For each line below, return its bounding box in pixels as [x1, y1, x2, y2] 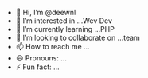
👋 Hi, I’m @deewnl [15, 8, 76, 17]
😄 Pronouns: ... [15, 53, 68, 63]
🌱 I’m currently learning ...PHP [15, 25, 115, 33]
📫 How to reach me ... [15, 42, 90, 51]
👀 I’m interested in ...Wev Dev [15, 16, 113, 25]
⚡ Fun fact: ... [15, 62, 60, 72]
